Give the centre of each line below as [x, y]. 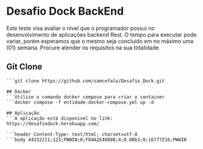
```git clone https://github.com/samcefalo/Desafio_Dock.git [86, 81]
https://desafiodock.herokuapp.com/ [53, 123]
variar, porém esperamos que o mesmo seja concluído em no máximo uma [100, 41]
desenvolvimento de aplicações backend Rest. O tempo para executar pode [101, 34]
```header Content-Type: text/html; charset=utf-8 [72, 134]
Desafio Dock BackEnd [65, 11]
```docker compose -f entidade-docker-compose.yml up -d [80, 102]
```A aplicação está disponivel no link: [60, 118]
